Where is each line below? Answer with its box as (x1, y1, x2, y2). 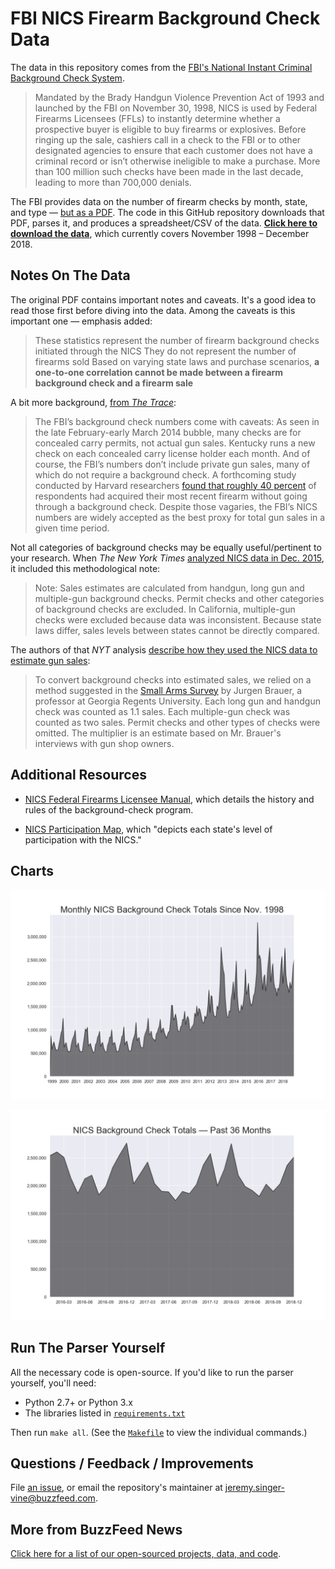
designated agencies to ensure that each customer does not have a (34, 144, 313, 156)
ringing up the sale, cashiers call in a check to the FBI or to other (34, 133, 302, 146)
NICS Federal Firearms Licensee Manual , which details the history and (24, 793, 315, 805)
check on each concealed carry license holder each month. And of (34, 447, 311, 459)
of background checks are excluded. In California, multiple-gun (34, 603, 296, 615)
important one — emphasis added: (10, 315, 153, 327)
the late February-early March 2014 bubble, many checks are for (34, 426, 302, 438)
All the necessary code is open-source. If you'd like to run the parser (10, 1366, 294, 1378)
